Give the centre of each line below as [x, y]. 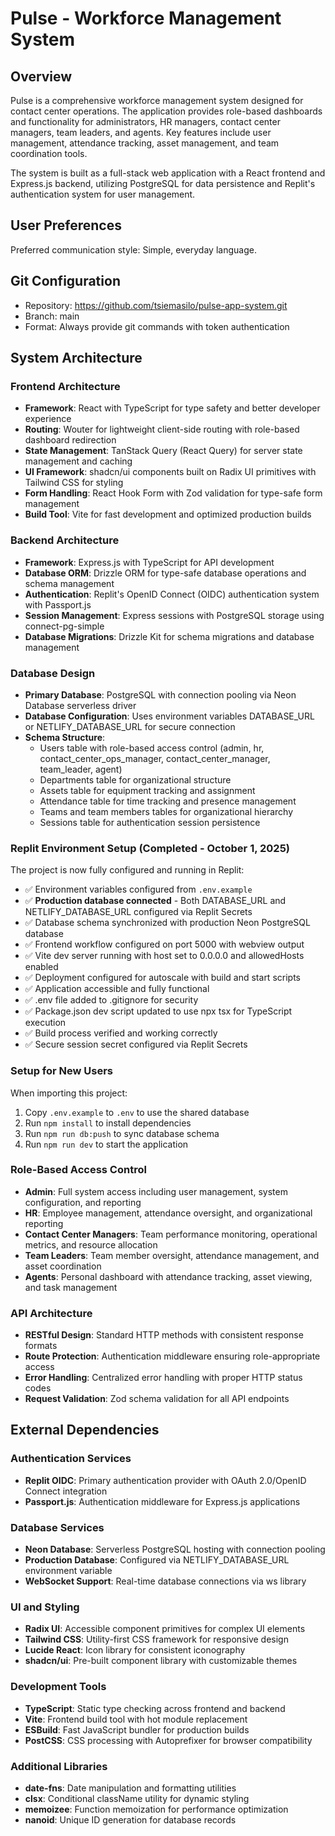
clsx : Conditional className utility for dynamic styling [137, 1798]
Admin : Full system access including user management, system [156, 1191]
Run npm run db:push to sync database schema [122, 1133]
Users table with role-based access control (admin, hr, [152, 748]
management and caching [78, 461]
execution [45, 1023]
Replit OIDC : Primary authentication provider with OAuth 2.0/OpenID [165, 1480]
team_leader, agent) [81, 769]
